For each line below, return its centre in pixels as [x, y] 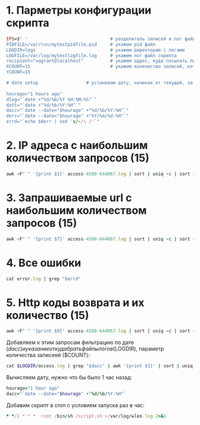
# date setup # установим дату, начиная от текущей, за [100, 83]
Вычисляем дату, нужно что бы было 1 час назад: [69, 377]
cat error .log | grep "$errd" [44, 279]
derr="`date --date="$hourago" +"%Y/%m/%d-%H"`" [68, 116]
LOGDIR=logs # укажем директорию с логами [96, 50]
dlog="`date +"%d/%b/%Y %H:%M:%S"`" [51, 99]
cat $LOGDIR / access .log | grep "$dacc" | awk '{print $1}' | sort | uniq [100, 366]
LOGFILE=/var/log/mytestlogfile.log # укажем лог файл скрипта [92, 55]
